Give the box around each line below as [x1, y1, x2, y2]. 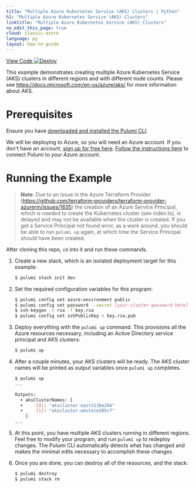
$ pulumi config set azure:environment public [14, 296, 131, 302]
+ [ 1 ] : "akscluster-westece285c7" [20, 408, 115, 414]
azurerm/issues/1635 [20, 203, 72, 210]
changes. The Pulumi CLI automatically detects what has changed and [14, 442, 185, 449]
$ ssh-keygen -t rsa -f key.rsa [14, 308, 94, 313]
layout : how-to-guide [6, 42, 59, 47]
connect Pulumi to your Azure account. [6, 151, 101, 158]
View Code [6, 57, 33, 64]
